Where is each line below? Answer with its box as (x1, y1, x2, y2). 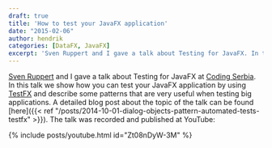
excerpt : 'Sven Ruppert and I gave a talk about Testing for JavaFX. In (8, 49, 259, 57)
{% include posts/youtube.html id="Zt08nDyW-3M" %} (8, 130, 193, 140)
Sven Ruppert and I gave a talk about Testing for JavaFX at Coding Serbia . (8, 72, 257, 81)
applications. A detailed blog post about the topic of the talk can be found (8, 98, 254, 107)
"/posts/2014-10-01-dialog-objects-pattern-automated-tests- (55, 106, 260, 116)
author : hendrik (8, 34, 63, 43)
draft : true (8, 11, 49, 20)
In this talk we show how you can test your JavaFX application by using (8, 80, 247, 90)
